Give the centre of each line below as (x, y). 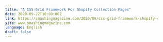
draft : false (18, 32)
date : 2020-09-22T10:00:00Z (33, 14)
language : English (24, 28)
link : (10, 18)
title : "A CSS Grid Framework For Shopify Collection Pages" (68, 9)
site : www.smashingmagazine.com (38, 23)
